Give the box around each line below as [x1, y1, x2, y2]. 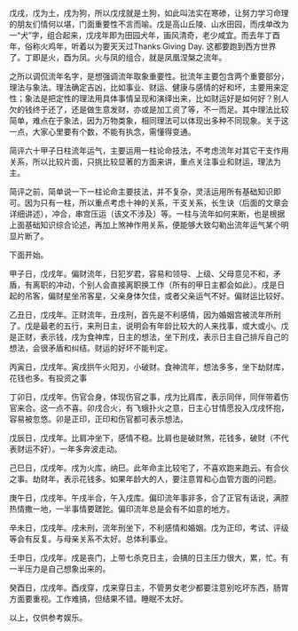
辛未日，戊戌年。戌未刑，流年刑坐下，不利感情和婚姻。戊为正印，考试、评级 [9, 523, 289, 532]
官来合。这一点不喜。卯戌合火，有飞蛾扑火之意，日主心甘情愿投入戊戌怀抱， [9, 403, 289, 413]
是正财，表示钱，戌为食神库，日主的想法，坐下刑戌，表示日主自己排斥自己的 [9, 332, 289, 342]
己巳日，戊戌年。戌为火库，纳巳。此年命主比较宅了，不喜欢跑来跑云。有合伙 [9, 462, 289, 473]
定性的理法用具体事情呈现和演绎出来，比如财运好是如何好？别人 [55, 93, 289, 104]
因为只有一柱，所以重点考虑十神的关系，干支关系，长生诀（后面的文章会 [24, 198, 289, 208]
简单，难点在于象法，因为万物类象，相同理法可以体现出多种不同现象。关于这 [9, 115, 289, 126]
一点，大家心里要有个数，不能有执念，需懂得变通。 [9, 127, 196, 137]
